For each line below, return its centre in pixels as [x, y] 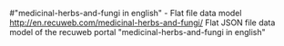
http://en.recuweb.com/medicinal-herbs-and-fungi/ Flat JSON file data [142, 23]
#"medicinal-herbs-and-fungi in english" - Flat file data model [126, 13]
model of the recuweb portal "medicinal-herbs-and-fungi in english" [137, 32]
